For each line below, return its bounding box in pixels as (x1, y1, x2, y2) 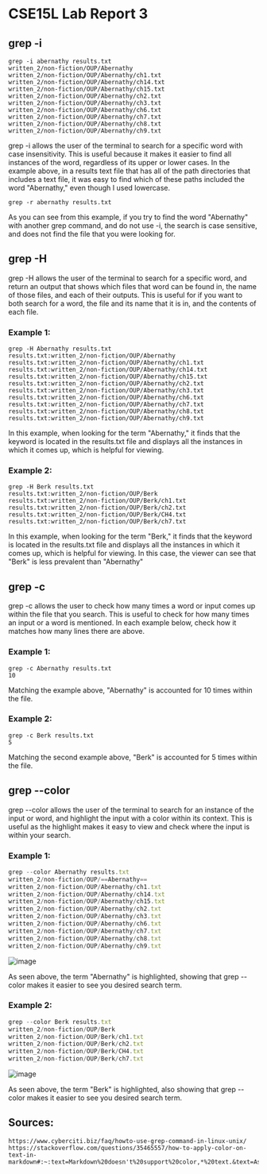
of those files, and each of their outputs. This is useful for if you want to (8, 290, 243, 299)
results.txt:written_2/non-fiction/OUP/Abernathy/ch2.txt (8, 380, 204, 388)
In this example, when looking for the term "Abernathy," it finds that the (8, 428, 241, 438)
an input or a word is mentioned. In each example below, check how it (8, 618, 237, 628)
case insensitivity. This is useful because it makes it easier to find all (8, 149, 232, 159)
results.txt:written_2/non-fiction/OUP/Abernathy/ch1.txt (8, 359, 204, 367)
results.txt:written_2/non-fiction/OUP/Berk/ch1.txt (8, 497, 187, 505)
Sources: (8, 1116, 54, 1130)
